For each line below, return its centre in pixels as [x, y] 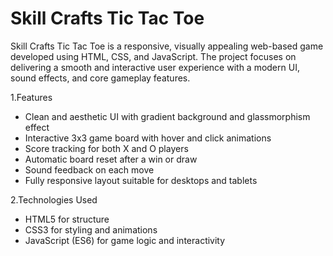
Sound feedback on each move [89, 169]
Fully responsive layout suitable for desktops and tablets [141, 180]
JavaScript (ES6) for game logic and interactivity [125, 240]
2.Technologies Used [54, 199]
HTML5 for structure [67, 219]
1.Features [31, 97]
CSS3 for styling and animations [91, 229]
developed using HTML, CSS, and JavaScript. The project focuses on [153, 56]
